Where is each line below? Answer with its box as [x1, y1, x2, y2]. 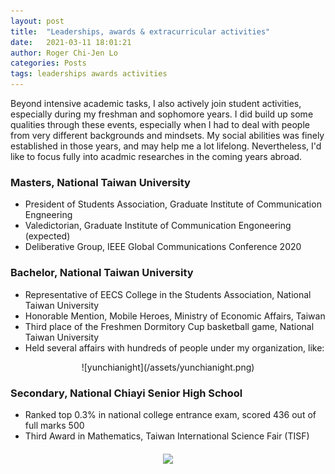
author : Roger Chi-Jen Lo [10, 48, 118, 58]
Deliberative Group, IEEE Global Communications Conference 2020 [24, 241, 302, 253]
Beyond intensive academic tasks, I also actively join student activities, [10, 98, 302, 109]
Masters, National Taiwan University [10, 175, 191, 189]
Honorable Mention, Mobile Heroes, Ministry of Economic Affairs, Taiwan [24, 310, 326, 322]
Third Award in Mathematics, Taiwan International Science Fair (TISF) [24, 430, 310, 442]
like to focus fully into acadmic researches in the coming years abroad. [10, 151, 303, 162]
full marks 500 [24, 419, 85, 431]
